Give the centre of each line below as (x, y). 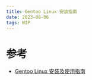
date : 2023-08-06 (28, 17)
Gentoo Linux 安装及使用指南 (50, 71)
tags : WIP (18, 23)
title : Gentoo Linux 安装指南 (42, 12)
